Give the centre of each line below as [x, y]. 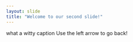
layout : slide [23, 11]
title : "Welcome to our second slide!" [55, 17]
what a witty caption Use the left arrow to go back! [67, 33]
